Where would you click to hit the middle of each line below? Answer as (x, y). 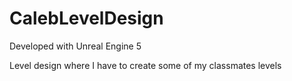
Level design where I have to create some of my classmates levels (145, 65)
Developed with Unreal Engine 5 (75, 46)
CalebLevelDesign (86, 18)
